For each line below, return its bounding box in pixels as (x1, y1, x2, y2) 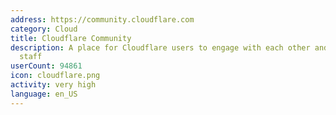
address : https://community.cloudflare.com (10, 14, 195, 25)
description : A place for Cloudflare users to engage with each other (10, 42, 311, 53)
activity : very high (10, 80, 97, 90)
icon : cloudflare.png (10, 71, 101, 81)
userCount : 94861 (10, 61, 83, 71)
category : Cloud (10, 24, 78, 34)
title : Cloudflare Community (10, 33, 132, 43)
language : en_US (10, 89, 78, 99)
